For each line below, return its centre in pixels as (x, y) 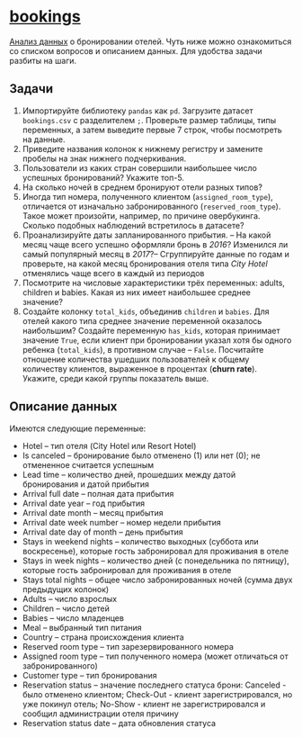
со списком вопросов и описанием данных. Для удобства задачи (136, 50)
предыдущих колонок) (66, 589)
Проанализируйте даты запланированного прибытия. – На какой (147, 235)
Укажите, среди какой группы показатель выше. (115, 378)
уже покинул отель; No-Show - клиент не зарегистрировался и (144, 704)
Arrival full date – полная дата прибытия (98, 493)
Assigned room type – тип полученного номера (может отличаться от (155, 656)
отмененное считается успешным (88, 464)
